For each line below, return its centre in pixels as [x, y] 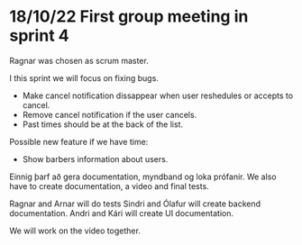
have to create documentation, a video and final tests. [109, 186]
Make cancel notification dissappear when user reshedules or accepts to [158, 95]
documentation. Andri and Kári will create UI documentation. [122, 213]
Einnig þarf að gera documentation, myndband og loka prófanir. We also [143, 177]
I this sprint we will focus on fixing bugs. [84, 77]
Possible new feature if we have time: [79, 141]
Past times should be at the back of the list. [102, 124]
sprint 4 [39, 36]
